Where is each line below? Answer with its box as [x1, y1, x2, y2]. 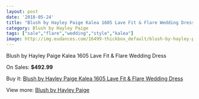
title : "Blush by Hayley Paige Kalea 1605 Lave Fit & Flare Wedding [6, 19, 179, 25]
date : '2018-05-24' [6, 14, 54, 20]
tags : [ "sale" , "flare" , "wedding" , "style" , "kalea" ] [6, 31, 134, 37]
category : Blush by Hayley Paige [6, 25, 89, 31]
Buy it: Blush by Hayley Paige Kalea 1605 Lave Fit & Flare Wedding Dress [6, 75, 184, 82]
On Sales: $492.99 [6, 64, 53, 71]
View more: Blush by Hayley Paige [6, 87, 90, 93]
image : [6, 36, 23, 42]
